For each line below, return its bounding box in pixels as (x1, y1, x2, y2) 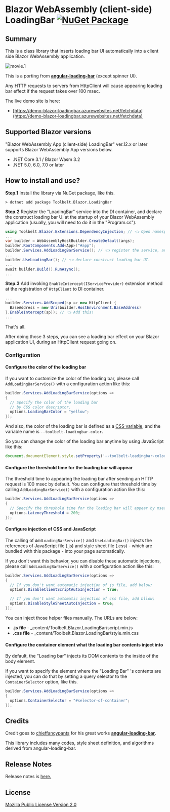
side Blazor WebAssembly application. (5, 53, 85, 59)
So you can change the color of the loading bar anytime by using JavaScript (5, 438, 164, 444)
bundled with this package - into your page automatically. (5, 548, 125, 554)
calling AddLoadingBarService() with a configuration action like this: (5, 486, 146, 493)
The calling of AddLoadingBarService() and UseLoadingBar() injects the (5, 537, 152, 543)
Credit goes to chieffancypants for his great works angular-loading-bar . (5, 730, 156, 736)
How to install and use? (5, 176, 80, 185)
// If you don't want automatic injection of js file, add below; (10, 582, 153, 588)
